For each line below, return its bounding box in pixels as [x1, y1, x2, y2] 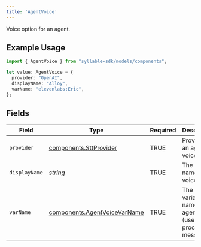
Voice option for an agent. [6, 25, 71, 32]
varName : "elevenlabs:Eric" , [11, 86, 84, 92]
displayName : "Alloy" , [11, 80, 68, 87]
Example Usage [6, 43, 66, 53]
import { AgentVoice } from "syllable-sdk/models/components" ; [6, 58, 167, 65]
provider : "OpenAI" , [11, 75, 63, 81]
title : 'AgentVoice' [6, 8, 58, 15]
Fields [6, 109, 30, 119]
